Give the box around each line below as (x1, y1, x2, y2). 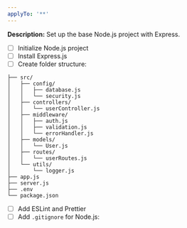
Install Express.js (17, 51, 68, 60)
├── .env (7, 185, 33, 192)
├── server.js (7, 179, 50, 187)
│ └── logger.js (7, 167, 75, 174)
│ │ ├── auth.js (7, 117, 69, 124)
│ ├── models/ (7, 136, 55, 143)
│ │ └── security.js (7, 92, 81, 99)
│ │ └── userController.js (7, 104, 100, 112)
